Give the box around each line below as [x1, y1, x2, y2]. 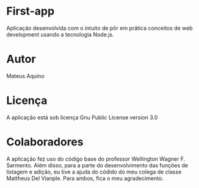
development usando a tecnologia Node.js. [6, 30, 114, 38]
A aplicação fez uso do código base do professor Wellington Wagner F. [6, 155, 186, 162]
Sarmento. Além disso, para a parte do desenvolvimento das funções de [6, 161, 188, 169]
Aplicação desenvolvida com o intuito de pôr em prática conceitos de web [6, 24, 194, 32]
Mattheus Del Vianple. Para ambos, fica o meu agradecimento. [6, 175, 164, 182]
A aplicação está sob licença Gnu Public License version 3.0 [6, 114, 158, 121]
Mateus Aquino [6, 72, 45, 80]
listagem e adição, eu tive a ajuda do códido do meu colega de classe [6, 168, 182, 175]
